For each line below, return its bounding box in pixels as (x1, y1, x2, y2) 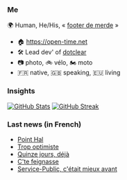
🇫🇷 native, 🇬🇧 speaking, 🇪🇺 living (17, 68, 121, 77)
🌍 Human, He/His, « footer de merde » (7, 21, 119, 29)
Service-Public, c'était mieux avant (17, 165, 118, 173)
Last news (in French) (7, 120, 82, 129)
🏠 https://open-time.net (17, 38, 88, 46)
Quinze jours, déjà (17, 149, 69, 158)
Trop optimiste (17, 142, 59, 151)
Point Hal (17, 135, 44, 143)
